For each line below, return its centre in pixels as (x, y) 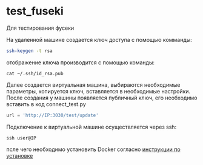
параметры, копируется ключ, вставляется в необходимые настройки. (98, 91)
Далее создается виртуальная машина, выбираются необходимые (93, 85)
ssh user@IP (21, 138)
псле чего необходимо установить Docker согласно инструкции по (93, 149)
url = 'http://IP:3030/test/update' (52, 115)
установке (20, 155)
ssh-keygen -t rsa (29, 51)
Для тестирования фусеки (40, 28)
